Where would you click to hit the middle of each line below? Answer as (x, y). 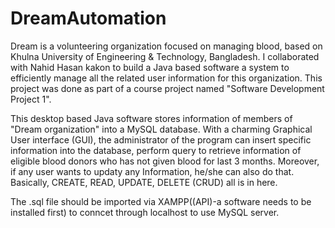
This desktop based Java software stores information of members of (151, 118)
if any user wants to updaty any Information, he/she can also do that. (152, 171)
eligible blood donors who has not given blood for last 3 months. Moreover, (165, 161)
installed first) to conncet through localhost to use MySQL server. (145, 212)
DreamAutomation (88, 18)
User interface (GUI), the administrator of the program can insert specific (161, 139)
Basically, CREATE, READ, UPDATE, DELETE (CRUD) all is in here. (144, 182)
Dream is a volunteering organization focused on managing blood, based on (166, 46)
